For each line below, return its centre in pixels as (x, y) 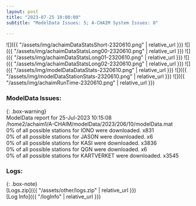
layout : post (22, 12)
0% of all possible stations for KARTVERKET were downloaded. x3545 (92, 155)
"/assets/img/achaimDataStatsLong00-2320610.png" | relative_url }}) (99, 51)
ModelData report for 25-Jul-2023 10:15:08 (59, 117)
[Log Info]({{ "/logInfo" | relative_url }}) (54, 196)
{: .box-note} (22, 184)
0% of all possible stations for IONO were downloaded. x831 (80, 130)
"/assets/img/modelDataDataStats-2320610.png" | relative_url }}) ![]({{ (100, 70)
